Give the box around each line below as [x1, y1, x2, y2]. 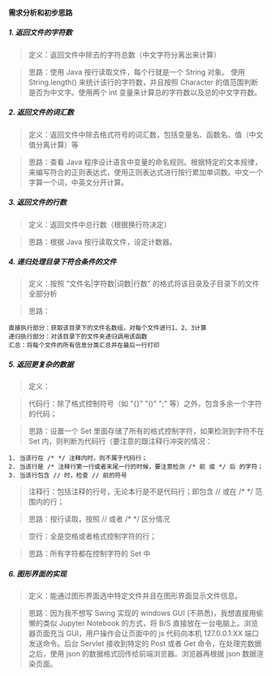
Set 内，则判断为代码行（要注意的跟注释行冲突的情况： [28, 436, 213, 447]
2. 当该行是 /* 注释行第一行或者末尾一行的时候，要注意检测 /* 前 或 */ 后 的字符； [8, 463, 264, 471]
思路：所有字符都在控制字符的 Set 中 [28, 549, 151, 559]
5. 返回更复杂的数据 [8, 360, 74, 369]
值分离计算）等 [28, 139, 79, 150]
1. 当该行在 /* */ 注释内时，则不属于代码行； [8, 454, 148, 463]
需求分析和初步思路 [8, 7, 73, 17]
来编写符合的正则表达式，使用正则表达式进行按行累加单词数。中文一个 [28, 167, 264, 177]
